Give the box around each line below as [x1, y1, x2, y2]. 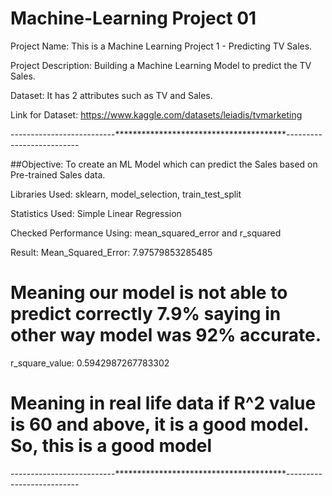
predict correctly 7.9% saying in [10, 303, 282, 326]
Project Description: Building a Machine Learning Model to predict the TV [10, 59, 312, 71]
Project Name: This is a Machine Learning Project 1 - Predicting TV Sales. [10, 40, 313, 52]
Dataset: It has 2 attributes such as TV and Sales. [10, 89, 213, 101]
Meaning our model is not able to [10, 282, 288, 304]
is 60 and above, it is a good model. [10, 413, 309, 436]
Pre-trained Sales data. [10, 168, 106, 181]
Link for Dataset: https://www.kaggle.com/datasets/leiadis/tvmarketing [10, 108, 303, 121]
